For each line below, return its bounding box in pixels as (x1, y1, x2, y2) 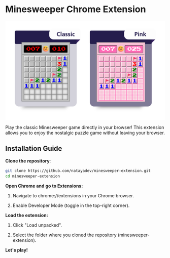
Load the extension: (5, 212, 48, 218)
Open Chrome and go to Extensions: (5, 183, 83, 189)
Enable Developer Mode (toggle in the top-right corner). (12, 202, 130, 208)
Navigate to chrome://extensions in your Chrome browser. (12, 192, 134, 198)
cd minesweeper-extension (5, 174, 60, 179)
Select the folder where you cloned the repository (12, 232, 117, 238)
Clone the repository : (5, 158, 51, 164)
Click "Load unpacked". (12, 222, 62, 228)
